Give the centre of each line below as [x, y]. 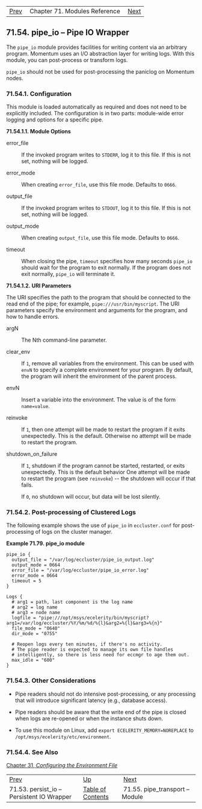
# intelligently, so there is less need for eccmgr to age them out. [100, 655]
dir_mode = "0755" [35, 634]
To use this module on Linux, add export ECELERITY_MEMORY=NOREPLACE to [104, 730]
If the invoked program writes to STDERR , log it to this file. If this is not [106, 155]
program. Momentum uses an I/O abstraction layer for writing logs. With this [100, 53]
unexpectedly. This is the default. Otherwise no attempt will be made [106, 436]
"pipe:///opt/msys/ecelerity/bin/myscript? [93, 618]
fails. [27, 485]
